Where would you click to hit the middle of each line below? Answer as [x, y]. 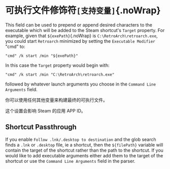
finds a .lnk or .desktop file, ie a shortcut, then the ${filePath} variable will [84, 145]
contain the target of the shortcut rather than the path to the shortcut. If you [84, 150]
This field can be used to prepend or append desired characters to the [79, 25]
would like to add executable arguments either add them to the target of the [84, 155]
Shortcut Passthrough [41, 127]
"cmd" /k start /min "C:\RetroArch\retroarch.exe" [60, 74]
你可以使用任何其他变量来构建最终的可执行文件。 [56, 100]
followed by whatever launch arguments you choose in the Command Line [81, 84]
